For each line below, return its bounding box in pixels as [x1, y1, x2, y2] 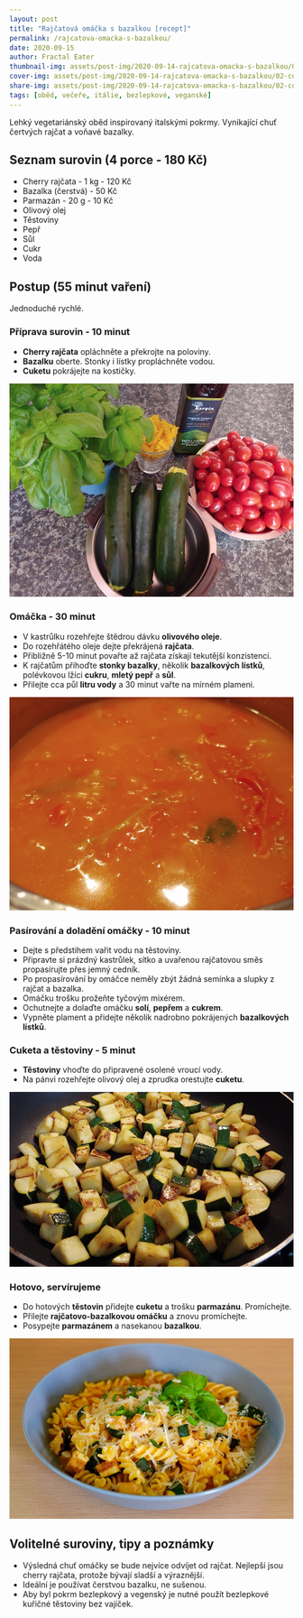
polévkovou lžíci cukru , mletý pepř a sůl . [22, 669, 176, 680]
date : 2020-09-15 [9, 43, 75, 52]
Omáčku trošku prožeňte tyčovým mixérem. [22, 993, 186, 1003]
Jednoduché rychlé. [9, 303, 84, 314]
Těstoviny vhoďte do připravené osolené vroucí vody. [22, 1065, 224, 1076]
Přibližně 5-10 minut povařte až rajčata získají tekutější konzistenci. [22, 650, 272, 661]
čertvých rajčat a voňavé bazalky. [9, 126, 135, 137]
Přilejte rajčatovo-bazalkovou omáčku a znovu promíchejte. [22, 1311, 248, 1322]
